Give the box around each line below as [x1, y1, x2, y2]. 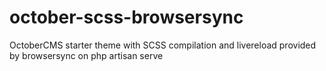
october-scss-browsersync [9, 6, 244, 29]
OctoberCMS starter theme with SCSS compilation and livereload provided [9, 39, 317, 51]
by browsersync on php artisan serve [9, 49, 164, 61]
